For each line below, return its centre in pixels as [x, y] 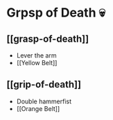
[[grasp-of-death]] [48, 38]
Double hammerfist [44, 101]
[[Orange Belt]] [38, 108]
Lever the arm [36, 55]
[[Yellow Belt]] [37, 63]
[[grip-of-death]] [44, 85]
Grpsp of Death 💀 [56, 13]
